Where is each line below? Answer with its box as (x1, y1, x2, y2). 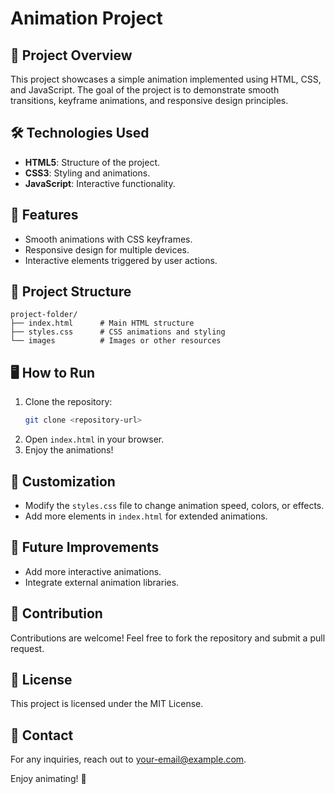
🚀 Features (10, 207, 79, 224)
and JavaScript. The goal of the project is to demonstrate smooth (10, 84, 280, 96)
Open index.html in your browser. (24, 433, 165, 446)
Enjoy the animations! (24, 444, 114, 456)
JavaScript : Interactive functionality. (24, 177, 176, 189)
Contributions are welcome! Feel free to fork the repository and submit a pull (10, 632, 326, 644)
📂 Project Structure (10, 283, 132, 301)
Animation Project (10, 7, 163, 30)
